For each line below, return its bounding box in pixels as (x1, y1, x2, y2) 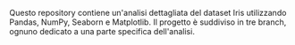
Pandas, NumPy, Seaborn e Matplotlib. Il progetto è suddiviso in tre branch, (9, 17, 287, 27)
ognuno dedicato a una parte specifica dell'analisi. (9, 26, 195, 36)
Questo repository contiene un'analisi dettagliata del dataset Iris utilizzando (9, 8, 287, 18)
